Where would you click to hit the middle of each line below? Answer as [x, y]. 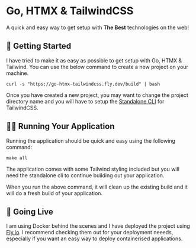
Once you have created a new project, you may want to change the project [97, 95]
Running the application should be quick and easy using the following [91, 140]
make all [17, 158]
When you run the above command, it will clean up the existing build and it [97, 187]
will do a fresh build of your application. [54, 193]
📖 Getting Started [39, 46]
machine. [17, 73]
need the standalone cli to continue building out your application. [85, 175]
